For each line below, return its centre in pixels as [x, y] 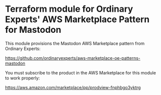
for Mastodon [33, 30]
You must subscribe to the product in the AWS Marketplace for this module [80, 72]
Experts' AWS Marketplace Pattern [77, 19]
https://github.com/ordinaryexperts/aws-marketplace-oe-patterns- [73, 58]
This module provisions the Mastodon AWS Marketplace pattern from [75, 43]
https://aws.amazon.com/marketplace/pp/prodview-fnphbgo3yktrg [73, 87]
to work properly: [23, 78]
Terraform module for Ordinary [69, 9]
